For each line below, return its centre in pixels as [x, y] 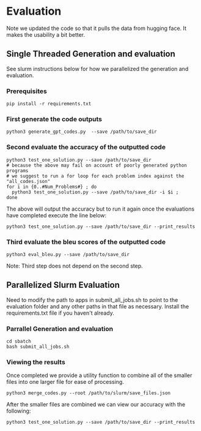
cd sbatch [19, 342]
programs [17, 171]
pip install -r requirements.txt [49, 104]
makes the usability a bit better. [46, 34]
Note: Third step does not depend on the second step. [75, 266]
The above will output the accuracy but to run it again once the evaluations [100, 209]
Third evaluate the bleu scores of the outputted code [86, 242]
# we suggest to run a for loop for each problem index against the [95, 176]
